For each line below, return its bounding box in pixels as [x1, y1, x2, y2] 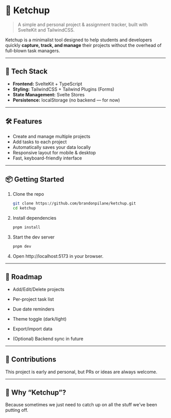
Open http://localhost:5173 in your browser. [12, 253, 103, 259]
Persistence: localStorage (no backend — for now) [12, 97, 121, 103]
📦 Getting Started [5, 175, 65, 184]
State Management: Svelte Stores [12, 91, 85, 97]
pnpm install [12, 225, 41, 230]
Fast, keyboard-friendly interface [12, 155, 82, 161]
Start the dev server [12, 234, 55, 240]
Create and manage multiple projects [12, 133, 91, 139]
